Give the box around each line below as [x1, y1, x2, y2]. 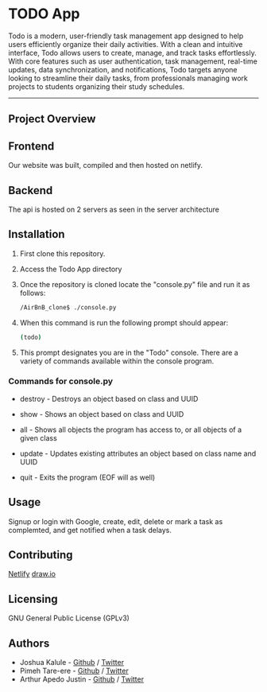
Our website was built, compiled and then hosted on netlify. [8, 161, 203, 170]
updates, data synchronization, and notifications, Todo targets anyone [8, 64, 238, 74]
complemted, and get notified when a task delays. [8, 525, 172, 535]
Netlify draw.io [8, 570, 56, 579]
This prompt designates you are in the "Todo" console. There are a [19, 348, 238, 357]
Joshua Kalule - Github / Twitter [19, 658, 125, 667]
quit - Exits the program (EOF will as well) [19, 472, 156, 482]
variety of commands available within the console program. [19, 356, 215, 366]
